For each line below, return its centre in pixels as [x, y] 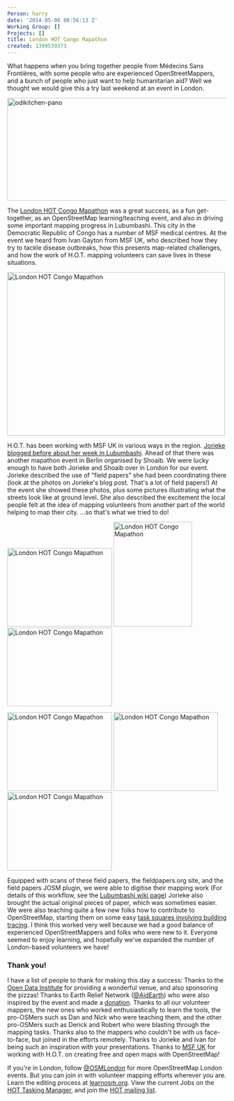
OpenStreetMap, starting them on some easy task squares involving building [117, 917]
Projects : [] [26, 33]
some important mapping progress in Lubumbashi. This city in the [102, 225]
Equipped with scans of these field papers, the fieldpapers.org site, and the [116, 880]
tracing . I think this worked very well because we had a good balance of [110, 925]
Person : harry [28, 14]
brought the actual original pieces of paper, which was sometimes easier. [112, 903]
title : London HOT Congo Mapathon [57, 40]
